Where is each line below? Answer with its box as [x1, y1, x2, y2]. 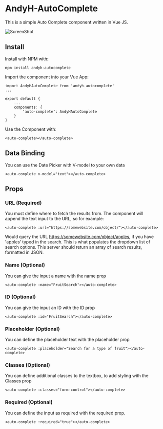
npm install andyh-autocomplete [5, 65, 71, 70]
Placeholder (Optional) [5, 325, 60, 332]
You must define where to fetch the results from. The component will [5, 211, 143, 216]
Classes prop [5, 378, 32, 384]
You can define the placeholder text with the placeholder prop [5, 336, 130, 343]
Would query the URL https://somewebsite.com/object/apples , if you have [5, 234, 154, 240]
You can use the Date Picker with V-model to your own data [5, 162, 125, 168]
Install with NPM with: [5, 56, 49, 62]
